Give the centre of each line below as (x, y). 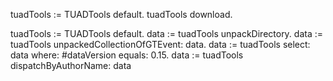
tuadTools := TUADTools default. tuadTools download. (121, 14)
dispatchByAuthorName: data (71, 65)
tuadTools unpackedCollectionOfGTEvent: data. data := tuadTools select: (160, 44)
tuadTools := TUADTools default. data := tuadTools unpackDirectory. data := (167, 33)
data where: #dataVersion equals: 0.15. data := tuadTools (127, 55)
